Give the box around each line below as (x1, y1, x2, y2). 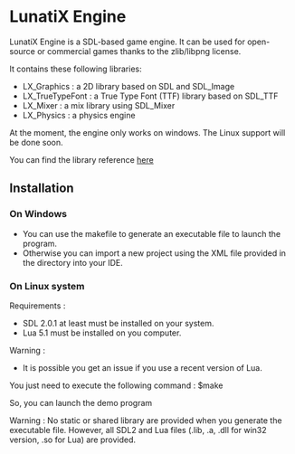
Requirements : (9, 300, 66, 311)
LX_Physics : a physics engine (22, 109, 136, 120)
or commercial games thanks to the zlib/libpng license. (37, 45, 242, 56)
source (9, 45, 36, 56)
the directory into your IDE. (22, 257, 124, 268)
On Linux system (9, 279, 85, 292)
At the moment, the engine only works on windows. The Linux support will (9, 127, 286, 137)
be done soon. (9, 137, 63, 147)
